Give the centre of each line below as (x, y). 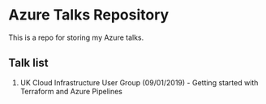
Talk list (28, 63)
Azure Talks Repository (89, 15)
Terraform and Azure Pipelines (71, 91)
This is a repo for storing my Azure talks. (76, 37)
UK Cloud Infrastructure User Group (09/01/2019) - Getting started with (139, 82)
